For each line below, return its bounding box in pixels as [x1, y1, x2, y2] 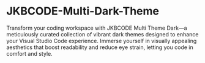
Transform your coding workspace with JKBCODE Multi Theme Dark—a [6, 24, 188, 31]
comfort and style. [6, 50, 53, 57]
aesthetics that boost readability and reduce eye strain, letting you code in [6, 44, 194, 51]
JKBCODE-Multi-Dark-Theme [6, 4, 160, 18]
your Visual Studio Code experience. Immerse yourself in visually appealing [6, 37, 197, 44]
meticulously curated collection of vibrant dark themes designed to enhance [6, 30, 199, 38]
